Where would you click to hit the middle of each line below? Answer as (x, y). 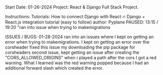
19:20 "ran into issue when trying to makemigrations (58, 27)
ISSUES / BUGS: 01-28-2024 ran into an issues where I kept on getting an (79, 37)
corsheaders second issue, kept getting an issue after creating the (72, 52)
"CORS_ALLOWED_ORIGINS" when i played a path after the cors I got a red (81, 58)
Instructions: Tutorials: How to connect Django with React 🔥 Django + (75, 16)
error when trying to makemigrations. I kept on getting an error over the (77, 42)
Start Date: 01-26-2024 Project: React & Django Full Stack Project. (72, 7)
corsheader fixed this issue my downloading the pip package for (70, 47)
